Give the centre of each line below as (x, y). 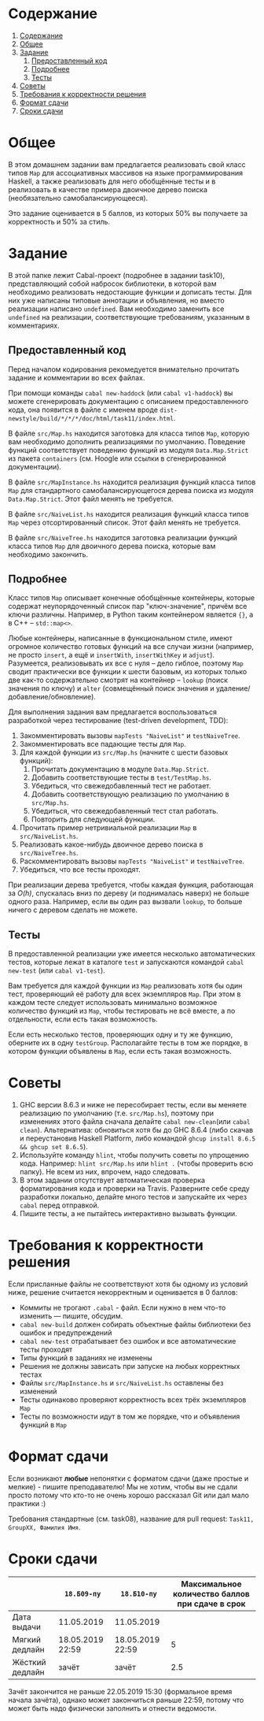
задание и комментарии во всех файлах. (77, 377)
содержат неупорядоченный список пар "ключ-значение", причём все (128, 606)
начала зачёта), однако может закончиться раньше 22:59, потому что (126, 1700)
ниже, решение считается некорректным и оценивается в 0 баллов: (123, 1293)
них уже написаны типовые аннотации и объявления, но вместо (117, 300)
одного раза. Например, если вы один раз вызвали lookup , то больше (125, 902)
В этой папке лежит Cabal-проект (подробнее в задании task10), (117, 275)
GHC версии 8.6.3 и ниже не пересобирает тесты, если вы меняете (133, 1105)
